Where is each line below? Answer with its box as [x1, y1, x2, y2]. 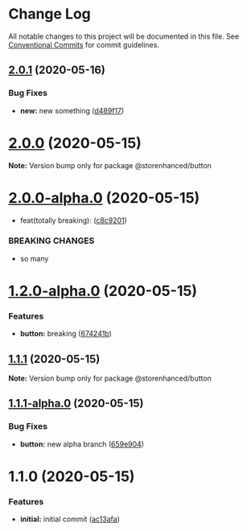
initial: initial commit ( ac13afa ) [19, 514, 121, 524]
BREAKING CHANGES [8, 235, 95, 246]
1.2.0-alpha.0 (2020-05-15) [8, 282, 197, 300]
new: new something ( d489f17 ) [19, 105, 125, 115]
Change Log [8, 5, 91, 23]
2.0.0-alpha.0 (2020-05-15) [8, 188, 200, 207]
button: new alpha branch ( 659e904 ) [19, 439, 145, 449]
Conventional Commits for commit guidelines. [8, 39, 159, 49]
